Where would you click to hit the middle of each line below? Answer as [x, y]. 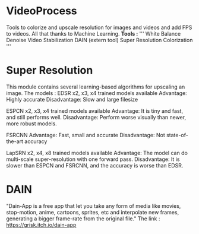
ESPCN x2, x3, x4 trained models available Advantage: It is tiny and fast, [94, 110]
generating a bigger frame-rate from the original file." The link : [83, 219]
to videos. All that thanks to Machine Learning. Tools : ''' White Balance [94, 33]
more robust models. [32, 124]
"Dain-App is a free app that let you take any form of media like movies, [94, 205]
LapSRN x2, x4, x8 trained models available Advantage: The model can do [97, 153]
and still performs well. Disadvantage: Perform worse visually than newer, [96, 117]
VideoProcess [42, 11]
